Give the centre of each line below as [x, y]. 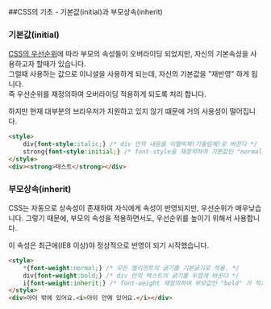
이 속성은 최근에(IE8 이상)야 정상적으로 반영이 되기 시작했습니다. [109, 245]
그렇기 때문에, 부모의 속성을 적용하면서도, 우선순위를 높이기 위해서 [129, 218]
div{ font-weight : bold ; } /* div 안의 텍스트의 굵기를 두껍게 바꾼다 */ [131, 276]
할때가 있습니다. [61, 64]
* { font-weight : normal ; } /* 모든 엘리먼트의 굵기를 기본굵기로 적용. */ [131, 268]
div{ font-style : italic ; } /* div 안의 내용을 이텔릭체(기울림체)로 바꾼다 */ [140, 144]
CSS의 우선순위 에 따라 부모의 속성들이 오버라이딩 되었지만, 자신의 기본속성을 [128, 54]
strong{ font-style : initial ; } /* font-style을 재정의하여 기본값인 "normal [143, 152]
